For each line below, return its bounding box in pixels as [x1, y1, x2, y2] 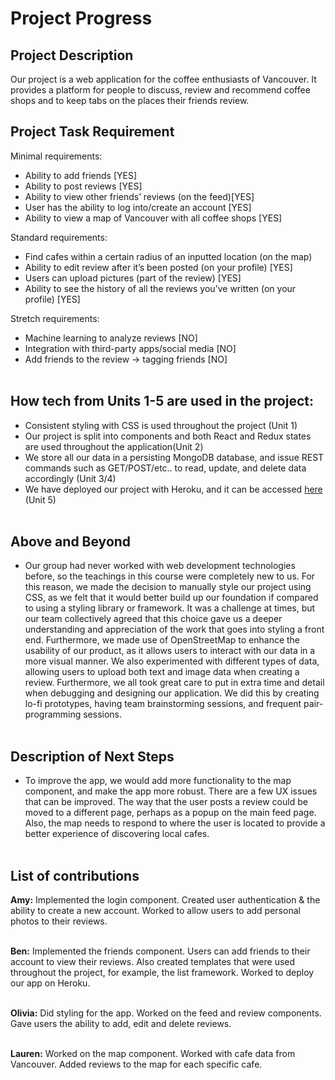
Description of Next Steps [10, 748, 175, 765]
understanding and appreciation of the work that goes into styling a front [24, 623, 325, 636]
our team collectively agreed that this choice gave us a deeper [24, 613, 283, 625]
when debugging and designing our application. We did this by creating [24, 687, 320, 699]
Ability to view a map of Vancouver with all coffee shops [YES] [24, 212, 283, 224]
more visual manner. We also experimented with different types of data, [24, 655, 320, 667]
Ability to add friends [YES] [24, 169, 138, 181]
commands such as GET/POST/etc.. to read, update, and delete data [24, 462, 307, 474]
